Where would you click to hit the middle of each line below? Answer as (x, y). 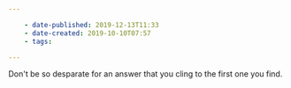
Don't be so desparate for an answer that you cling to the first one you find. (145, 74)
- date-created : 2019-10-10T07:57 (88, 33)
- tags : (38, 41)
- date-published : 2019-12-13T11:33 (92, 25)
